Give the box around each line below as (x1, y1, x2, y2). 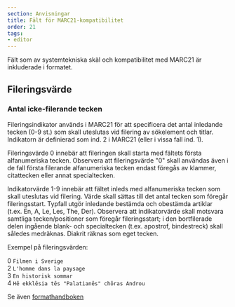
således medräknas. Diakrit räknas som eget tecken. (7, 229, 159, 238)
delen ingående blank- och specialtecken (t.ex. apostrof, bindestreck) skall (7, 221, 223, 230)
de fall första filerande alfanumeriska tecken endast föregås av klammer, (7, 163, 217, 172)
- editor (7, 36, 33, 43)
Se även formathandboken (7, 292, 84, 301)
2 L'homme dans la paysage (7, 264, 86, 272)
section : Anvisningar (7, 10, 71, 18)
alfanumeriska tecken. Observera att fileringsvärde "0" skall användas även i (7, 156, 229, 165)
